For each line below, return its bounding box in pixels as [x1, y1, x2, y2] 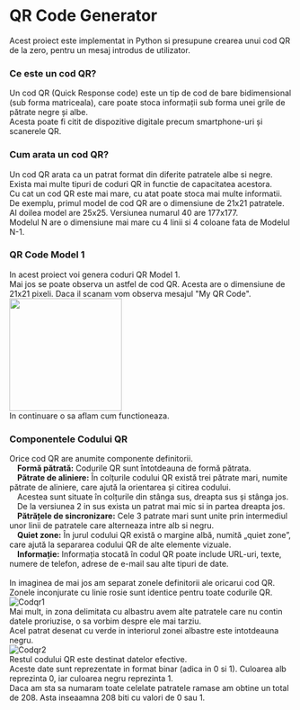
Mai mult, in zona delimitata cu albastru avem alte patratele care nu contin [9, 607, 283, 617]
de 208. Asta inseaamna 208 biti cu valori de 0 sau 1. [9, 692, 206, 703]
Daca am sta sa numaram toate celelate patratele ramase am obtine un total [9, 683, 289, 694]
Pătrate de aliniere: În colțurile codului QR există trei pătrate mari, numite [17, 472, 288, 483]
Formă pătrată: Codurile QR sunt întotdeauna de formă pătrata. [17, 463, 251, 473]
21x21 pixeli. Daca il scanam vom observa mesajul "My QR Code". [9, 288, 251, 299]
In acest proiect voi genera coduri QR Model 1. [9, 269, 181, 280]
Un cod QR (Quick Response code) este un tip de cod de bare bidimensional [9, 87, 292, 99]
